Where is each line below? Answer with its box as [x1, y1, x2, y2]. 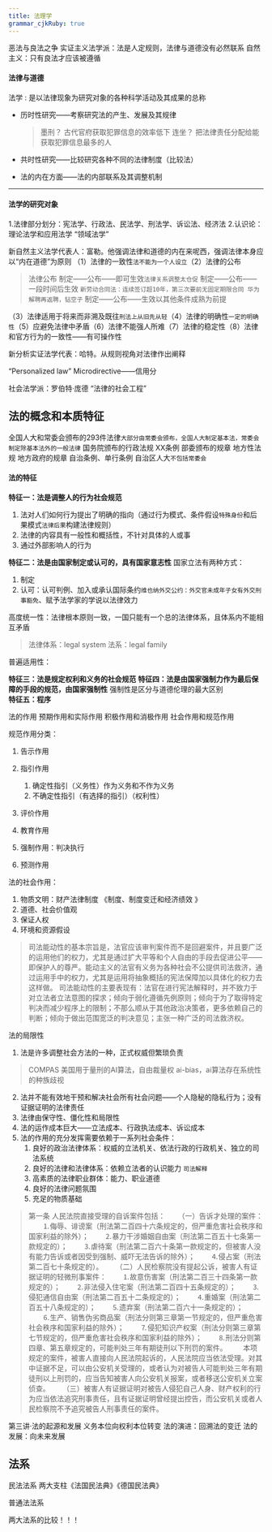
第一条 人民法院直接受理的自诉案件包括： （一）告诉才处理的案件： [28, 1210, 263, 1220]
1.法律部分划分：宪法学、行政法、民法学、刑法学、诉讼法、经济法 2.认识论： [8, 218, 263, 228]
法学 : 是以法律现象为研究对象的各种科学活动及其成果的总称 [8, 93, 206, 102]
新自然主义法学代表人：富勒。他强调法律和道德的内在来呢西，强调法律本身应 [8, 246, 264, 256]
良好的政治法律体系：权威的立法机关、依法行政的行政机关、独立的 [32, 1142, 253, 1153]
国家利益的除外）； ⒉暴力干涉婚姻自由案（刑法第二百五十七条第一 [28, 1231, 261, 1241]
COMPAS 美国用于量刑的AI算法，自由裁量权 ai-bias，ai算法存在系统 [28, 1064, 255, 1074]
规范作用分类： [8, 728, 58, 739]
